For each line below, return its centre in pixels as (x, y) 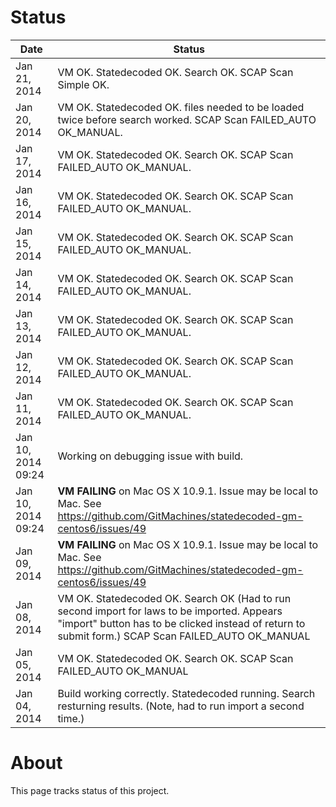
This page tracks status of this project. (90, 790)
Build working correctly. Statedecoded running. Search (186, 693)
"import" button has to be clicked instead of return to (181, 623)
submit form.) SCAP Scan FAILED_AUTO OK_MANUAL (184, 636)
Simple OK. (83, 84)
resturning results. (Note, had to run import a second (181, 706)
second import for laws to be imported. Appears (170, 611)
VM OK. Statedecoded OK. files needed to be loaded (181, 107)
